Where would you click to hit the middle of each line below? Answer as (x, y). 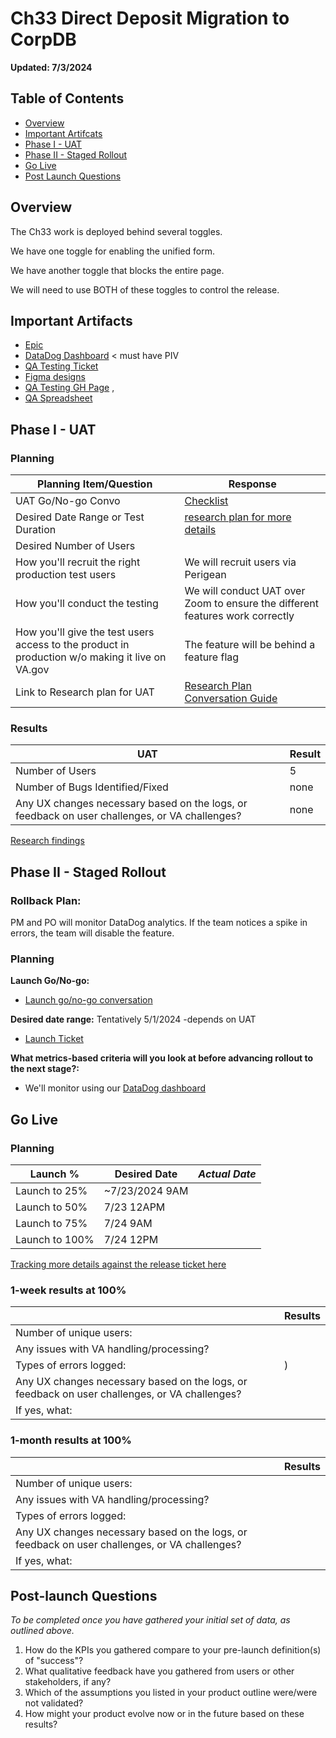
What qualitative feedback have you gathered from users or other (159, 1671)
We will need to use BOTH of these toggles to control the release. (145, 289)
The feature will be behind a (250, 645)
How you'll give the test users (85, 632)
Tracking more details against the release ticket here (118, 1264)
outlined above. (42, 1631)
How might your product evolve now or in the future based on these (164, 1714)
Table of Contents (67, 98)
